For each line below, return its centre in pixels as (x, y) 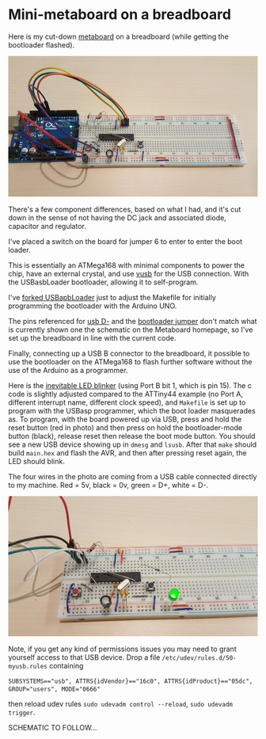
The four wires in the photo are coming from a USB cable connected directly (133, 476)
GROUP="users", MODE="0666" (55, 689)
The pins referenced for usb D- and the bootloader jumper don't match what (133, 321)
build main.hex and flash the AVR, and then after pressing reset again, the (127, 452)
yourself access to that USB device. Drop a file (84, 657)
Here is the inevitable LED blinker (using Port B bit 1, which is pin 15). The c (130, 385)
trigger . (22, 712)
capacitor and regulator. (47, 226)
